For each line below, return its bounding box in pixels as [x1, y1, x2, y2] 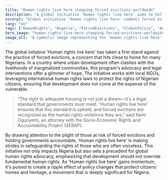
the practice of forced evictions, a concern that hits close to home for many [5, 54, 161, 60]
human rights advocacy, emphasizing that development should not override [5, 153, 161, 159]
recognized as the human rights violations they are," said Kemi [17, 111, 146, 117]
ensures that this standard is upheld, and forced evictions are [17, 106, 144, 112]
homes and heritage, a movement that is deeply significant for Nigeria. [5, 169, 150, 175]
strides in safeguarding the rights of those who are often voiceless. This [5, 142, 153, 148]
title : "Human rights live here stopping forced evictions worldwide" [5, 7, 155, 12]
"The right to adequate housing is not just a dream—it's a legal [17, 95, 146, 101]
